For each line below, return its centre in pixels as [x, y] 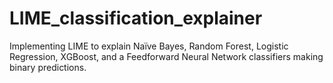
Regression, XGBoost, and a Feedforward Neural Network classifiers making [166, 56]
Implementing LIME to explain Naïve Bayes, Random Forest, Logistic [149, 46]
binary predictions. [48, 67]
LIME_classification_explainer [136, 18]
